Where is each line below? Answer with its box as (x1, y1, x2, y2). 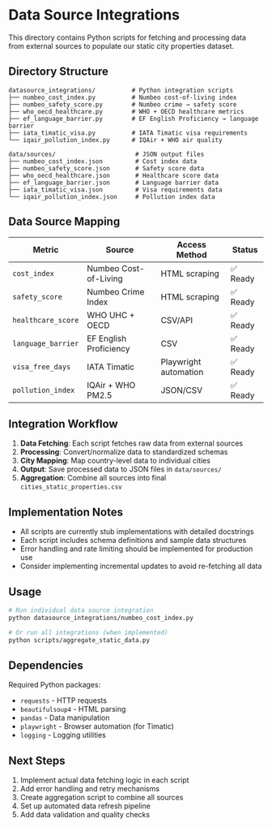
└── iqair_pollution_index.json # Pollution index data (8, 192, 216, 200)
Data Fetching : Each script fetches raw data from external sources (19, 438, 244, 448)
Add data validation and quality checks (19, 810, 151, 820)
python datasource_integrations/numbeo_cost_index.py (8, 614, 194, 622)
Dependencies (8, 658, 83, 672)
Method (176, 249, 207, 261)
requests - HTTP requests (19, 696, 108, 705)
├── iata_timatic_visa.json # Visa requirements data (8, 185, 223, 194)
